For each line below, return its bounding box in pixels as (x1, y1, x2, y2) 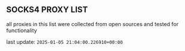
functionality (6, 27, 37, 34)
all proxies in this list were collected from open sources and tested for (6, 20, 179, 27)
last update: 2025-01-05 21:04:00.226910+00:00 (6, 38, 123, 45)
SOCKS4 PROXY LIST (6, 5, 88, 15)
